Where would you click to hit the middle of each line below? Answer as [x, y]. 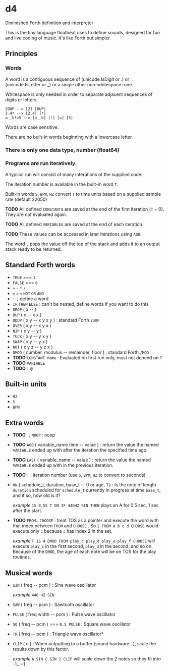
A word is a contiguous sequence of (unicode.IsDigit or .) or [67, 79]
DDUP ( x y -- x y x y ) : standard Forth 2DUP [56, 320]
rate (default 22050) [26, 199]
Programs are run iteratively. [41, 163]
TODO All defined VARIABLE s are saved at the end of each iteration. [74, 224]
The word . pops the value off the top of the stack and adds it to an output [82, 244]
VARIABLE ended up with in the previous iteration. [63, 465]
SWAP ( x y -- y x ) [30, 342]
